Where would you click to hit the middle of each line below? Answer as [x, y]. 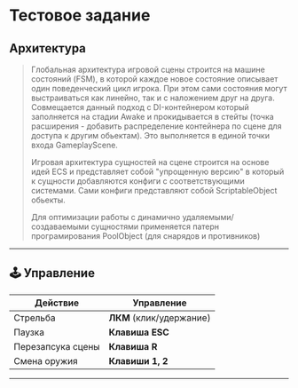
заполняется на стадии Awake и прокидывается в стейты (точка [153, 117]
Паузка [29, 332]
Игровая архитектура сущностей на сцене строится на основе [150, 162]
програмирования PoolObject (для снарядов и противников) [145, 236]
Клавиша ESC [139, 332]
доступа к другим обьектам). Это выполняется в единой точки [150, 135]
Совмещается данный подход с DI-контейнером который [140, 107]
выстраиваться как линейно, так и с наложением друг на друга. [153, 98]
